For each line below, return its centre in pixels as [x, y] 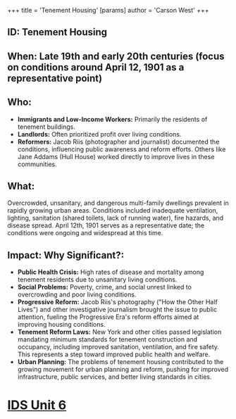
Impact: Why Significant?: [66, 255]
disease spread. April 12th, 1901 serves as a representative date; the [106, 225]
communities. [37, 164]
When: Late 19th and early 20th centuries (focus [116, 56]
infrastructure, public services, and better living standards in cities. [114, 377]
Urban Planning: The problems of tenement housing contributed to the [120, 362]
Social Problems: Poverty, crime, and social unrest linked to [105, 287]
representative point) [55, 78]
